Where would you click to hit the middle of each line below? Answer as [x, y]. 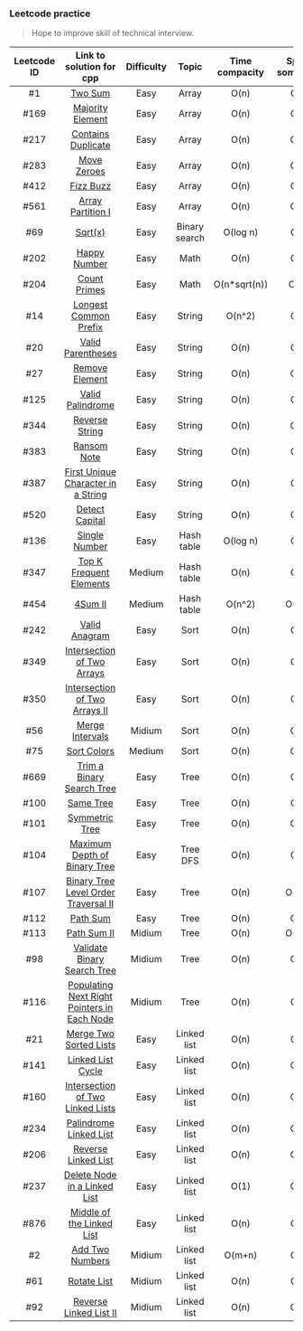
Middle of [91, 1213]
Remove [91, 368]
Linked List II [90, 1313]
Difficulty [146, 67]
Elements [91, 584]
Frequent [90, 572]
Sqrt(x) [91, 232]
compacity [240, 72]
